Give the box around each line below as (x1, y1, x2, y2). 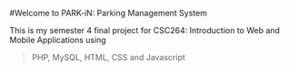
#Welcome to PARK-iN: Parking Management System (9, 8, 207, 18)
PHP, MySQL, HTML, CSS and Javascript (31, 52, 186, 62)
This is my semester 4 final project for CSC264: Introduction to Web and (9, 25, 280, 35)
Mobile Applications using (9, 35, 106, 45)
